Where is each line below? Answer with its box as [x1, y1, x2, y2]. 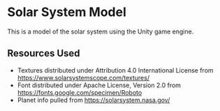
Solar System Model [7, 4, 127, 20]
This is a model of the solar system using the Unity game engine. [7, 27, 194, 36]
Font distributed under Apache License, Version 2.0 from [17, 81, 182, 89]
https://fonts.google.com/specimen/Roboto [17, 88, 142, 96]
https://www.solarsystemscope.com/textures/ [17, 73, 150, 82]
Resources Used [7, 47, 80, 59]
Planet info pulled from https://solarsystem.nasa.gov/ [17, 96, 170, 104]
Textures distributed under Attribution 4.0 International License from [17, 66, 214, 74]
